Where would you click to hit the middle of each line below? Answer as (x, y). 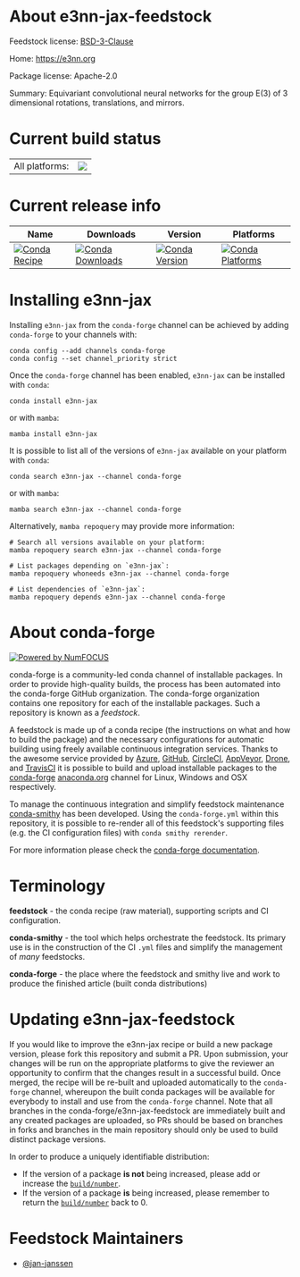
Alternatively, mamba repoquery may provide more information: (122, 525)
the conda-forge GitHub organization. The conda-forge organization (135, 693)
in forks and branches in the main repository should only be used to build (144, 1130)
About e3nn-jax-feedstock (111, 17)
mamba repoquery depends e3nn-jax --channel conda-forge (117, 597)
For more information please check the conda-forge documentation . (135, 850)
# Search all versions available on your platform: (107, 542)
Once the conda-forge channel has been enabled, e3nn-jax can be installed (147, 375)
